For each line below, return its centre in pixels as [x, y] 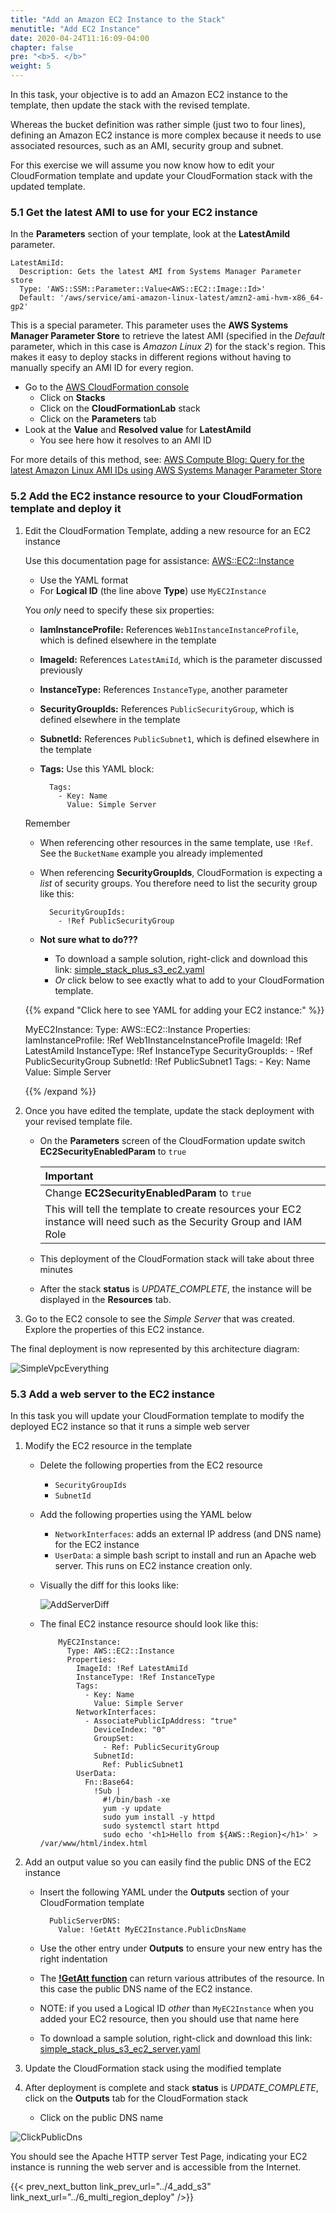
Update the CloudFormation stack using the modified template [153, 2068]
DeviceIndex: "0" [130, 1729]
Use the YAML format [84, 580]
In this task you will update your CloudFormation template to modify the [157, 1415]
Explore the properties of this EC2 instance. [114, 1329]
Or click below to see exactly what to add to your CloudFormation [189, 980]
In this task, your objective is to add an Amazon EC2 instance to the [149, 94]
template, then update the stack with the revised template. [130, 105]
